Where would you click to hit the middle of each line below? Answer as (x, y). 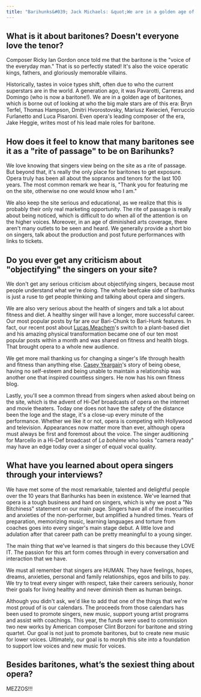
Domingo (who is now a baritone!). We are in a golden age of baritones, (94, 97)
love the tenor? (35, 46)
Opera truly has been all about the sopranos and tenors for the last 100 (94, 179)
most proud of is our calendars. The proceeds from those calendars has (95, 607)
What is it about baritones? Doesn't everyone (93, 36)
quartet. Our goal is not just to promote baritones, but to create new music (98, 633)
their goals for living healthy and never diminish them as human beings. (94, 589)
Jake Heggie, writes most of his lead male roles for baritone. (81, 123)
